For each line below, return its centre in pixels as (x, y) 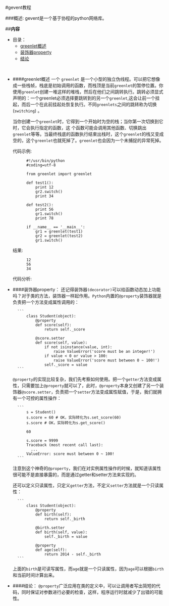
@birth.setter (50, 528)
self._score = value (66, 365)
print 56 (44, 209)
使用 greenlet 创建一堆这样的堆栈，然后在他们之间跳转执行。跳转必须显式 (88, 92)
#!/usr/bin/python (45, 161)
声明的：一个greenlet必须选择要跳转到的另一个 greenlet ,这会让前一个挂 (86, 98)
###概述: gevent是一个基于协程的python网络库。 (56, 18)
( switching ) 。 (27, 111)
